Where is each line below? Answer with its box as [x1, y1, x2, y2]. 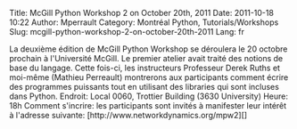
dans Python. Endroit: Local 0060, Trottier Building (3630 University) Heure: [9, 91, 288, 101]
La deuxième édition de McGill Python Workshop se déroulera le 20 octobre [9, 44, 288, 54]
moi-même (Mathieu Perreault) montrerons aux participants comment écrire [9, 72, 289, 83]
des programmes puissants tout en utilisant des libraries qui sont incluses [9, 82, 279, 92]
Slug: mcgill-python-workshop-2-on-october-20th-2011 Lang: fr [9, 27, 245, 36]
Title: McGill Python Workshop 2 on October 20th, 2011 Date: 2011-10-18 [9, 8, 275, 18]
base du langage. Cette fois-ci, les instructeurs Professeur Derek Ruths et [9, 62, 281, 73]
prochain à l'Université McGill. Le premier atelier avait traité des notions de [9, 53, 284, 63]
